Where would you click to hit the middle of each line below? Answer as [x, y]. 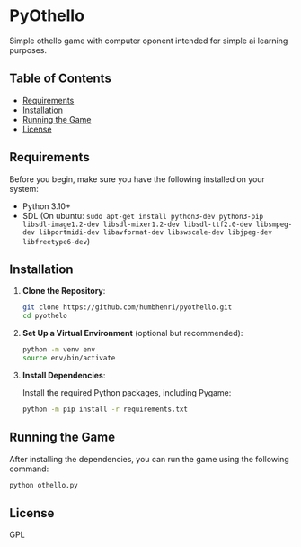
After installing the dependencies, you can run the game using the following [149, 459]
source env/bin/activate [69, 358]
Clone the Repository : [64, 291]
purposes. [28, 50]
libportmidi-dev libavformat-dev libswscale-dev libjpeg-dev [155, 232]
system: [24, 188]
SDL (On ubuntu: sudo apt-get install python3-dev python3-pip [142, 215]
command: [29, 469]
